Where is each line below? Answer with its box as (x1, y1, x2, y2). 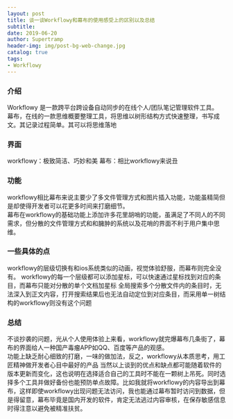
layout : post (7, 10, 45, 17)
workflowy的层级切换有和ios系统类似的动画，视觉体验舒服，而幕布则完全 (7, 263, 216, 272)
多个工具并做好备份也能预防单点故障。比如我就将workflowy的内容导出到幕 (12, 378, 225, 386)
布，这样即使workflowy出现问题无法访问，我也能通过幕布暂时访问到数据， (7, 387, 220, 395)
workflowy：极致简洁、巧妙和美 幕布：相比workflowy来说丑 (7, 157, 178, 165)
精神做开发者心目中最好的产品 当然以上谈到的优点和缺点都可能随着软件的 (12, 361, 222, 369)
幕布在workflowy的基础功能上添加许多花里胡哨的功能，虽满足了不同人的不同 (7, 210, 225, 219)
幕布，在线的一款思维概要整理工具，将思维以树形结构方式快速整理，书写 (7, 112, 214, 120)
